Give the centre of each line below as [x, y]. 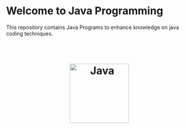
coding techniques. [30, 33]
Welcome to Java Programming [85, 11]
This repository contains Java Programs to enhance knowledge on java [92, 27]
